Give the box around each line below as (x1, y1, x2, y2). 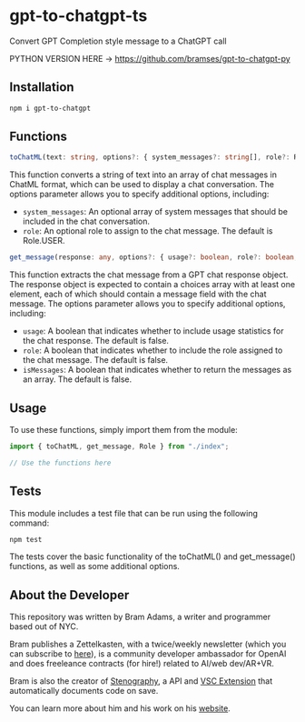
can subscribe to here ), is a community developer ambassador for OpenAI (9, 648, 287, 659)
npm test (9, 535, 43, 544)
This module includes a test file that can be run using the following (9, 507, 259, 518)
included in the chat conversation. (22, 216, 150, 227)
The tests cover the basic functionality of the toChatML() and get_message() (9, 551, 296, 562)
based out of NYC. (9, 621, 79, 632)
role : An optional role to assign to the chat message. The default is (22, 226, 273, 236)
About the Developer (9, 587, 130, 603)
